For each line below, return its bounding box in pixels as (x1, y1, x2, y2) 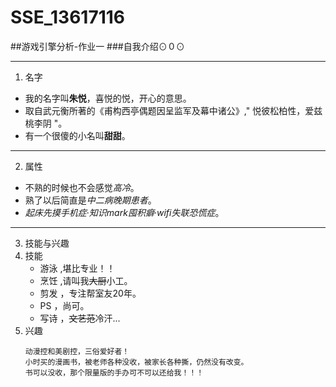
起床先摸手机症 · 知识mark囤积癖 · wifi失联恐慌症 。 (24, 206, 225, 218)
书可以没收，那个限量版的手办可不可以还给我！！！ (24, 367, 205, 378)
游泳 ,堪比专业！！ (39, 262, 116, 274)
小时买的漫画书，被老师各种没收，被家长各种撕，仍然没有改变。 (24, 357, 249, 367)
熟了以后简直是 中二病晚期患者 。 (24, 194, 157, 206)
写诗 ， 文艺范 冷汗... (39, 312, 121, 324)
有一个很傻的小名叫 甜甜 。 (24, 129, 131, 141)
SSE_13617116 (10, 6, 125, 29)
